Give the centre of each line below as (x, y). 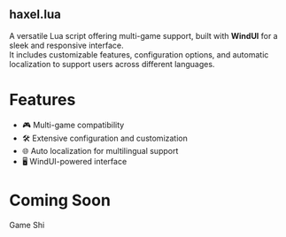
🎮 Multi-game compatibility (73, 125)
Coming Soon (60, 200)
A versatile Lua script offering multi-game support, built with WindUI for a (143, 35)
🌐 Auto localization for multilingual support (100, 150)
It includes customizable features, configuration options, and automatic (139, 54)
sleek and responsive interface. (66, 45)
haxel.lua (35, 15)
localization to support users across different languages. (112, 64)
